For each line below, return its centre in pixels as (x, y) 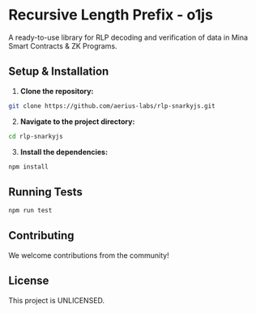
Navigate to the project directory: (77, 121)
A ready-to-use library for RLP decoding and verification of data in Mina (128, 37)
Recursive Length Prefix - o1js (111, 15)
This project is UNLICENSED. (57, 300)
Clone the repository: (57, 91)
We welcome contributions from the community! (89, 255)
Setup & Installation (59, 72)
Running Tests (45, 192)
